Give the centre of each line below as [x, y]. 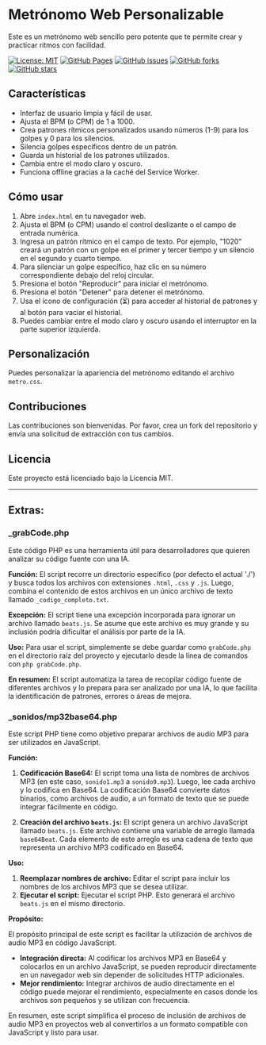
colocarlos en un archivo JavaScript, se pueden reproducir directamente [138, 966]
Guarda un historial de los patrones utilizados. [95, 155]
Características [47, 94]
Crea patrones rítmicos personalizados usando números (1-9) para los [134, 129]
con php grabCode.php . [45, 663]
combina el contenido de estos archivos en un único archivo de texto [121, 591]
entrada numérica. [50, 232]
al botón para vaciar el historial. [71, 312]
